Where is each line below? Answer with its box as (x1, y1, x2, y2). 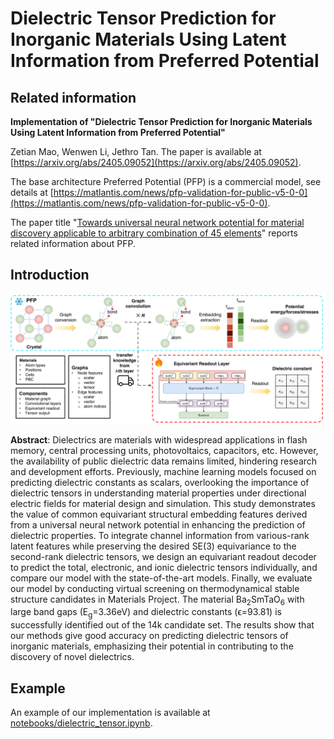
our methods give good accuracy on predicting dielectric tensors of (10, 630, 289, 642)
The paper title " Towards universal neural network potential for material (10, 217, 305, 228)
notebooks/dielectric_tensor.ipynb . (10, 717, 153, 729)
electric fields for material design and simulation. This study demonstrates (10, 497, 316, 509)
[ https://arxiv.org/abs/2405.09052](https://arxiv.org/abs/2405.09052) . (10, 157, 302, 168)
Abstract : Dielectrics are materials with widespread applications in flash (10, 433, 308, 446)
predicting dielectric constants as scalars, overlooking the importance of (10, 476, 310, 488)
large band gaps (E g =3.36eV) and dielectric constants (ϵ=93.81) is (10, 606, 282, 621)
